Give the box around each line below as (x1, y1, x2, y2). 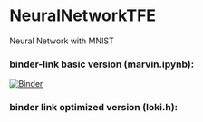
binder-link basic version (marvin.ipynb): (9, 58, 195, 70)
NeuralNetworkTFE (9, 5, 157, 26)
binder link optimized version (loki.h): (9, 101, 179, 114)
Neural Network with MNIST (9, 35, 115, 46)
